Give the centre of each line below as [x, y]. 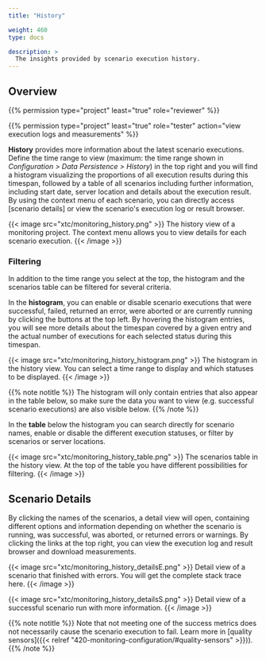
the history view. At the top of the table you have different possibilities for [128, 465]
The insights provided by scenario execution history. [108, 59]
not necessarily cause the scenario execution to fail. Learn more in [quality [130, 631]
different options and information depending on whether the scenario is [125, 527]
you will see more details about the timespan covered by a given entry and [130, 328]
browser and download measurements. [72, 552]
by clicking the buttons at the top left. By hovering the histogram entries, [126, 319]
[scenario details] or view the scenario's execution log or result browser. [126, 208]
